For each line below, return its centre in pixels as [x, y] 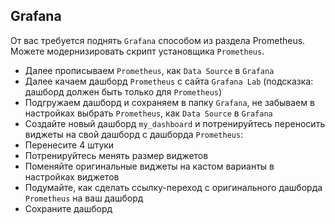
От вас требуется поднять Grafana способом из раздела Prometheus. [158, 40]
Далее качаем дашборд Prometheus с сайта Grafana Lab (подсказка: [169, 81]
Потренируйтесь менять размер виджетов [116, 155]
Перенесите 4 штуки [69, 145]
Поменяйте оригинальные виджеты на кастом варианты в [149, 166]
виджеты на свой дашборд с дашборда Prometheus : [134, 134]
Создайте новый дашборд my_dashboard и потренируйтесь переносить [175, 123]
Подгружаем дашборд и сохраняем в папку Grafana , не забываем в [169, 102]
